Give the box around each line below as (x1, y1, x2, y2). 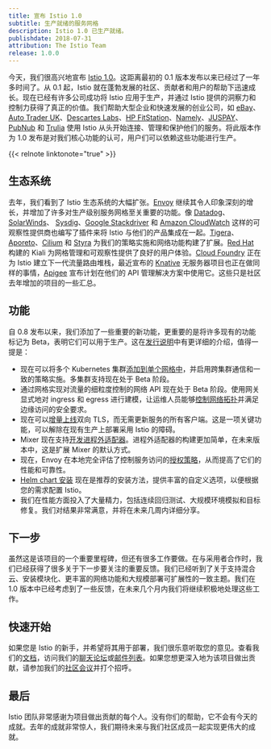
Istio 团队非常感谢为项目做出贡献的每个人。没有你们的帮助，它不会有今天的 (8, 712, 258, 722)
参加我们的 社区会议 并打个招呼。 (29, 663, 135, 673)
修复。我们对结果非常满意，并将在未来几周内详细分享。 (19, 505, 204, 514)
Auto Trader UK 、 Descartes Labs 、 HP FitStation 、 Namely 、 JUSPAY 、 (8, 113, 243, 122)
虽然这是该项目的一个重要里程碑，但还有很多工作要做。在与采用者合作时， (8, 554, 256, 564)
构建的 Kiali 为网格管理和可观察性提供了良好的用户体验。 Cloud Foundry (8, 248, 245, 257)
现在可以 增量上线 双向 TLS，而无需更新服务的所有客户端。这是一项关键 (19, 414, 255, 424)
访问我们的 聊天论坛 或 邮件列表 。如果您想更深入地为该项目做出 (43, 653, 248, 663)
